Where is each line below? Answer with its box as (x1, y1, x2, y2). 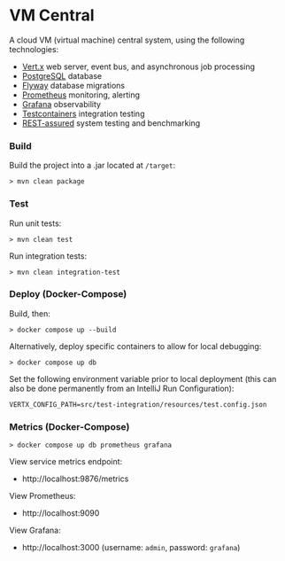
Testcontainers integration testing (21, 108, 145, 119)
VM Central (9, 5, 95, 26)
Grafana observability (21, 98, 102, 109)
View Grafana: (9, 525, 61, 536)
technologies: (9, 43, 59, 54)
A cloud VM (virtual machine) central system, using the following (9, 35, 245, 45)
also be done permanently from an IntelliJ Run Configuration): (9, 383, 235, 393)
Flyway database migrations (21, 80, 126, 90)
